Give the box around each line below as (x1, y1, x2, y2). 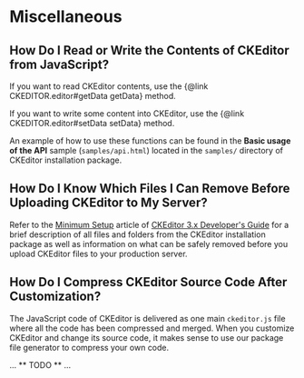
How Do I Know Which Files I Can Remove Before (9, 181, 290, 196)
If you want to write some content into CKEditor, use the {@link (9, 108, 245, 119)
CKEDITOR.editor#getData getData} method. (9, 91, 177, 101)
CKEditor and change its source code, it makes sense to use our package (9, 332, 284, 343)
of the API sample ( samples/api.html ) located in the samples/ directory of (9, 145, 284, 155)
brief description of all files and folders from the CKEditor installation (9, 229, 266, 240)
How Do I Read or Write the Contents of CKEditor (9, 43, 289, 58)
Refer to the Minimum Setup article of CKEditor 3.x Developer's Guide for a (9, 219, 289, 230)
